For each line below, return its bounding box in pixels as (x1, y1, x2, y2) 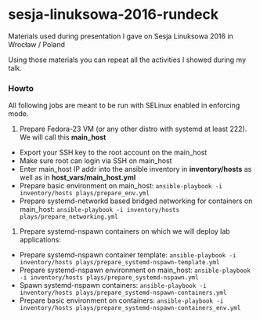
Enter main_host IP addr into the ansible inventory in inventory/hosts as (19, 165, 252, 174)
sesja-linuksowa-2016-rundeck (8, 5, 219, 24)
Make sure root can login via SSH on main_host (19, 156, 172, 165)
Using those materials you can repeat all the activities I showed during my (8, 55, 247, 64)
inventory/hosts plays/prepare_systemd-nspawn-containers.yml (19, 289, 227, 297)
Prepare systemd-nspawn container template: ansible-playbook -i (19, 250, 237, 260)
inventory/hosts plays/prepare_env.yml (19, 190, 150, 198)
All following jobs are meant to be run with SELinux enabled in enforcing (8, 100, 240, 111)
